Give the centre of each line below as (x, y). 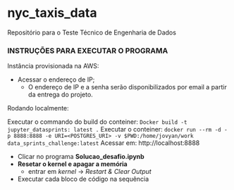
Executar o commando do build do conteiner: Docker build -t (97, 122)
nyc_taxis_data (52, 13)
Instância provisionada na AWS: (53, 66)
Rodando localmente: (38, 108)
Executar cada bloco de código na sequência (83, 179)
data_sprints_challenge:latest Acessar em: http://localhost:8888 (104, 143)
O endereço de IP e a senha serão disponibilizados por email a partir (127, 87)
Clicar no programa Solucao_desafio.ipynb (81, 157)
